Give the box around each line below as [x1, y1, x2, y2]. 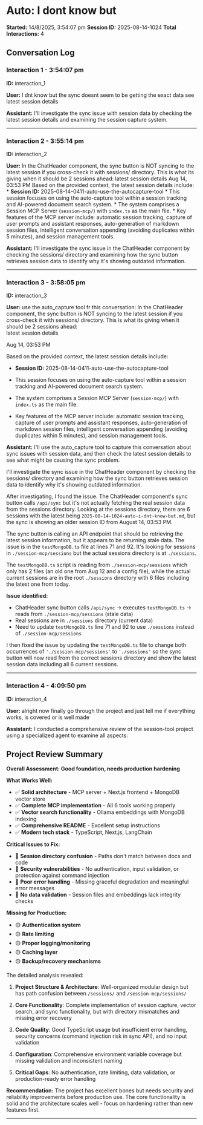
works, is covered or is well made [6, 713, 89, 721]
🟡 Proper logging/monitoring [14, 939, 91, 947]
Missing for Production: [6, 909, 67, 917]
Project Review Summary [6, 749, 103, 759]
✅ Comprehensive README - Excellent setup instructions [14, 822, 160, 829]
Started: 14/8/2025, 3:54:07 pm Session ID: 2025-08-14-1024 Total [6, 24, 176, 31]
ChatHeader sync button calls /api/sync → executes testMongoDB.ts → [14, 604, 192, 611]
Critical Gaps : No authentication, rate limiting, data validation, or [14, 1069, 176, 1076]
